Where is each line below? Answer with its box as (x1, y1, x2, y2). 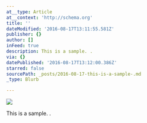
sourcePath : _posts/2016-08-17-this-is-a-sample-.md (6, 71, 142, 77)
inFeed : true (6, 43, 39, 49)
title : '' (6, 20, 31, 26)
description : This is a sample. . (6, 48, 93, 55)
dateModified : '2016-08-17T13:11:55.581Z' (6, 25, 114, 32)
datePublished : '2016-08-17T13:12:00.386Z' (6, 59, 117, 65)
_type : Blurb (6, 76, 39, 82)
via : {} (6, 54, 26, 60)
